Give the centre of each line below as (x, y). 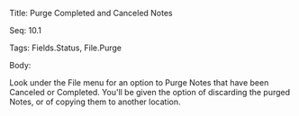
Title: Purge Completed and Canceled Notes (91, 13)
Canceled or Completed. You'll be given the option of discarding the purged (150, 92)
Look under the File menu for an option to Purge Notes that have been (139, 83)
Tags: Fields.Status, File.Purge (65, 48)
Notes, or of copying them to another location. (95, 102)
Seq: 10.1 (26, 30)
